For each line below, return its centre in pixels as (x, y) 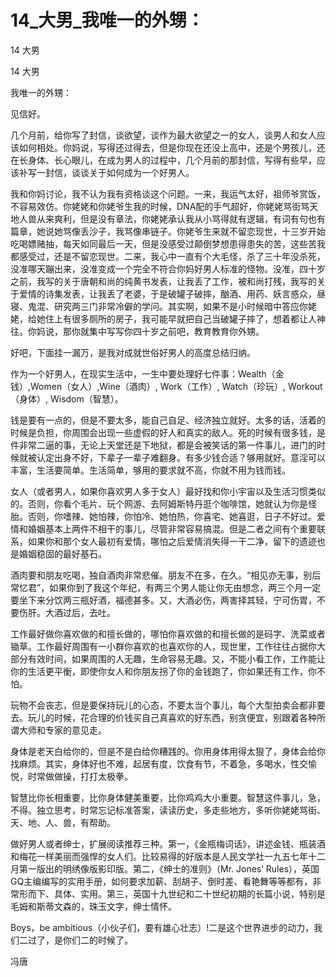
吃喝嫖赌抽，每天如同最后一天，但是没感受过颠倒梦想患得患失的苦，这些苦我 (168, 243)
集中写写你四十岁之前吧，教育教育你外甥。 (176, 331)
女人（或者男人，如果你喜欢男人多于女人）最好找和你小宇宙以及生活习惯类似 (168, 491)
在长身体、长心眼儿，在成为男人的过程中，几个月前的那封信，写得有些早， (163, 160)
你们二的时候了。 (97, 940)
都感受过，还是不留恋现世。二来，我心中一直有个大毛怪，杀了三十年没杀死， (168, 256)
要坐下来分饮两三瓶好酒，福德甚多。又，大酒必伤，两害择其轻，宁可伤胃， (163, 600)
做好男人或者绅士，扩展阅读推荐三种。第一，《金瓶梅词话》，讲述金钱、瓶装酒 (168, 843)
